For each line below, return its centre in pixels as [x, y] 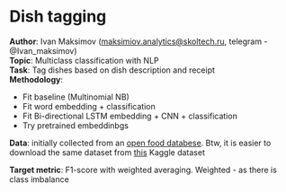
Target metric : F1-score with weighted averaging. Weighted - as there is [143, 170]
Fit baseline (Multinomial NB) [76, 97]
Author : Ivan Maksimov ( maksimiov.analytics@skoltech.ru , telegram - [139, 41]
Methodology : [36, 79]
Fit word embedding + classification [89, 106]
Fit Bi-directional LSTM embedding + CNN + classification [130, 116]
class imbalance [39, 179]
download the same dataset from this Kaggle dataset [107, 152]
